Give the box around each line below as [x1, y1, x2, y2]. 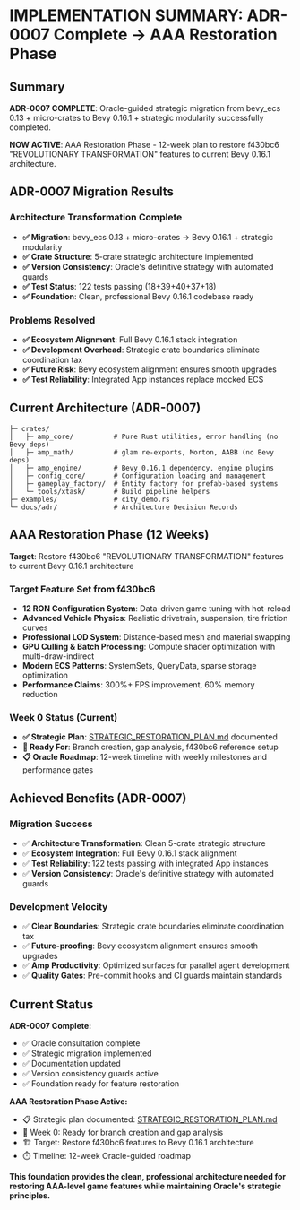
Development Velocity [9, 900, 108, 912]
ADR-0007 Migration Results [9, 185, 175, 200]
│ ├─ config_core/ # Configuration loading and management [9, 471, 267, 480]
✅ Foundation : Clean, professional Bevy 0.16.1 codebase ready [21, 290, 254, 301]
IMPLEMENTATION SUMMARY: [9, 5, 244, 26]
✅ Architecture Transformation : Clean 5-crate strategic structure [21, 837, 266, 848]
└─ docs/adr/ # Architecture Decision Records [9, 503, 239, 512]
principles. [9, 1190, 51, 1201]
